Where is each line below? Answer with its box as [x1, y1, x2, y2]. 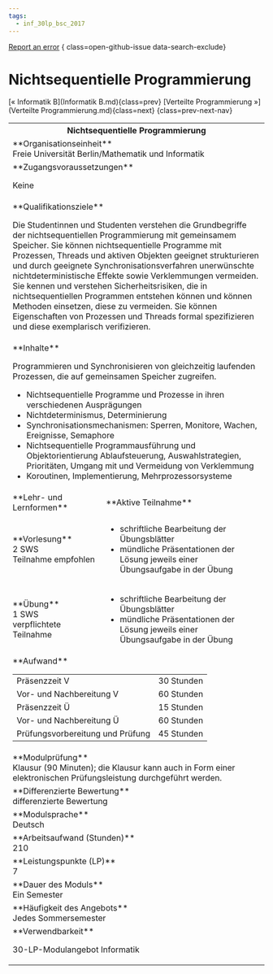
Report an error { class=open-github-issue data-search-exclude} [8, 41, 227, 51]
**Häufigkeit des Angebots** [12, 902, 128, 914]
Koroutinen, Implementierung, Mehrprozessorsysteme [26, 471, 233, 482]
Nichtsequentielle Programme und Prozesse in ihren [26, 389, 225, 401]
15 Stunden [158, 702, 204, 713]
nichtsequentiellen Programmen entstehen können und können [12, 290, 253, 302]
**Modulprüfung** [12, 752, 89, 763]
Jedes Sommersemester [12, 912, 106, 924]
